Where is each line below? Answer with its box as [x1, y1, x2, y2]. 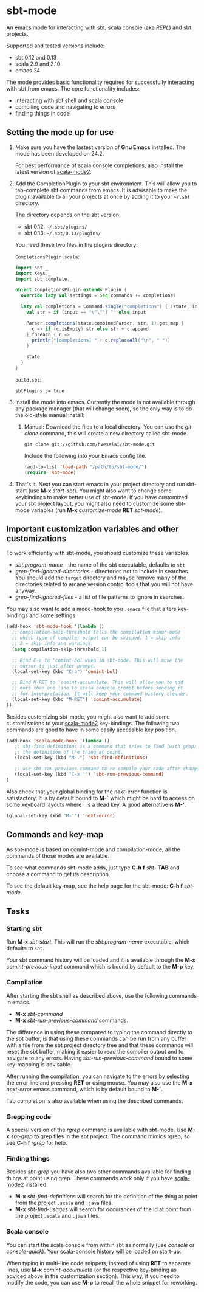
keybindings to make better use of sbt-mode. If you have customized [15, 493, 188, 500]
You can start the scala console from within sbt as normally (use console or [6, 1241, 195, 1248]
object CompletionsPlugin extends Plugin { [15, 287, 127, 293]
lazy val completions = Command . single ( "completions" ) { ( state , [21, 303, 190, 310]
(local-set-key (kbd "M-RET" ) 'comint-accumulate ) [12, 697, 143, 703]
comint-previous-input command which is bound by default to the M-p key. [6, 963, 195, 970]
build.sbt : [15, 376, 42, 383]
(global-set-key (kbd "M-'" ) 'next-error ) [6, 812, 115, 818]
